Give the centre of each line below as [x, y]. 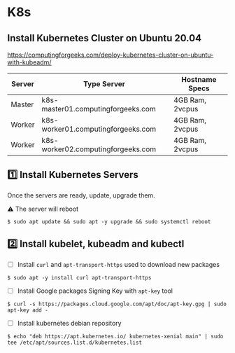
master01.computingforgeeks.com [99, 109]
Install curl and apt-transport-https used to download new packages [119, 264]
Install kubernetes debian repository [69, 323]
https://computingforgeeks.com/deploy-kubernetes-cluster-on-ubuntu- [111, 55]
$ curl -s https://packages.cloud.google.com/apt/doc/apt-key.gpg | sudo [117, 304]
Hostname [199, 79]
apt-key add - [28, 310]
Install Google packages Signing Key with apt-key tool [95, 291]
